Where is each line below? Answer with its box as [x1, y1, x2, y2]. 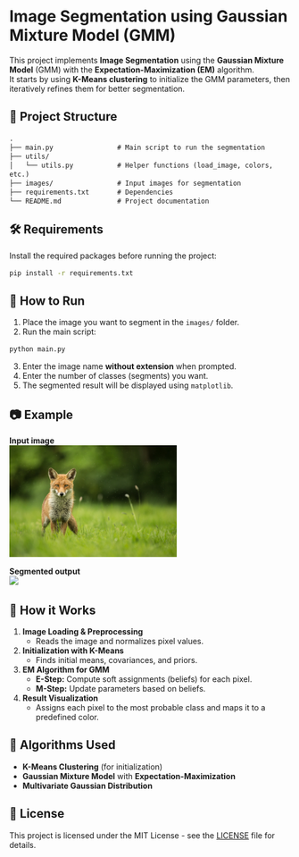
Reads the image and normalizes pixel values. [35, 636, 204, 646]
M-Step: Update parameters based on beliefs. [35, 684, 206, 693]
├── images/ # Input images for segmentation [9, 179, 242, 188]
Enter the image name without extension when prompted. [21, 361, 237, 372]
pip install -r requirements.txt [9, 268, 134, 278]
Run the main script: [21, 326, 96, 337]
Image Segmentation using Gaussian [9, 6, 288, 27]
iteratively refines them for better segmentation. [9, 83, 186, 94]
